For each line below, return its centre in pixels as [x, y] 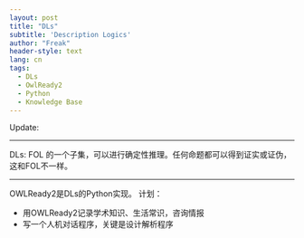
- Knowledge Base [50, 102]
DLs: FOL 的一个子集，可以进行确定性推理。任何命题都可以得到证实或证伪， [151, 155]
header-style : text [46, 52]
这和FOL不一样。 [41, 166]
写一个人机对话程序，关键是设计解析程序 [98, 224]
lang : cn [26, 60]
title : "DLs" [34, 26]
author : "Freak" [40, 43]
